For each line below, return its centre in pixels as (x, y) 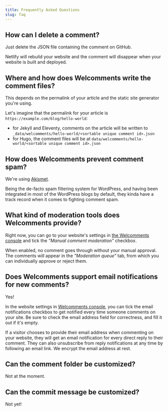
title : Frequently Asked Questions (43, 10)
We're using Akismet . (27, 179)
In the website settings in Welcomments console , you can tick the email (79, 306)
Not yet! (13, 404)
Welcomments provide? (43, 223)
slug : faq (16, 15)
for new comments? (37, 285)
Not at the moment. (25, 376)
